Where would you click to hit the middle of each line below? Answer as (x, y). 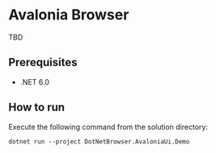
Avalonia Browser (69, 15)
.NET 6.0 (35, 81)
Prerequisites (43, 62)
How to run (37, 108)
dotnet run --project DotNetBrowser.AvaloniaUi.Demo (99, 142)
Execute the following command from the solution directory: (108, 127)
